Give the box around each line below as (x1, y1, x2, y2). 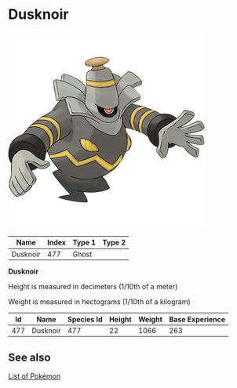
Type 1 (72, 238, 97, 248)
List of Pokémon (8, 372, 61, 381)
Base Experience (169, 314, 226, 324)
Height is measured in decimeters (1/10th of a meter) (8, 282, 178, 292)
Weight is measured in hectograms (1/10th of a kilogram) (8, 297, 191, 306)
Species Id (67, 314, 104, 324)
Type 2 (102, 238, 126, 248)
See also (8, 350, 51, 364)
